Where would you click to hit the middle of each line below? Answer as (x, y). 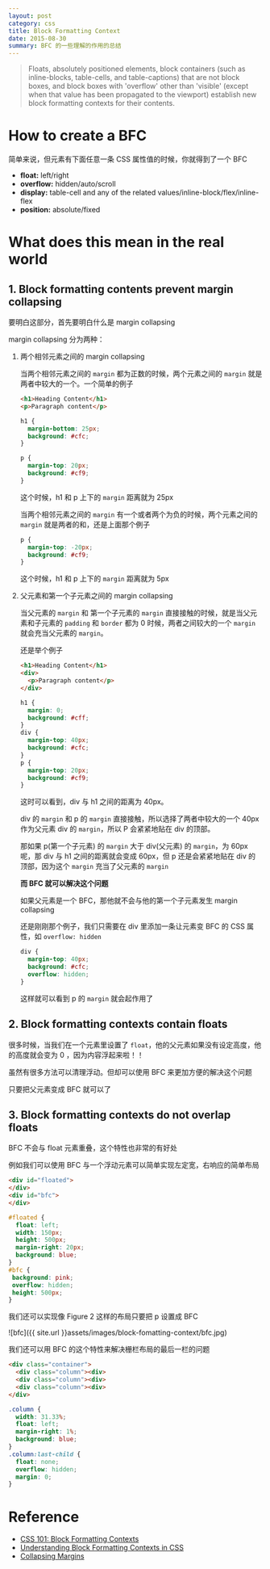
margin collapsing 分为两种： (56, 339)
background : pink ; (43, 1277)
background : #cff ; (58, 718)
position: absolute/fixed (60, 210)
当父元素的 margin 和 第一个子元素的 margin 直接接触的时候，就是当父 (135, 613)
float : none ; (37, 1462)
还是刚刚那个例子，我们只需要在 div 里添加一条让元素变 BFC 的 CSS (133, 926)
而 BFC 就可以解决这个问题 (64, 883)
